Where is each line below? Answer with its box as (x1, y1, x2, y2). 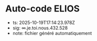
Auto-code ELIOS (5, 3, 80, 14)
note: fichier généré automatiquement (12, 30, 92, 36)
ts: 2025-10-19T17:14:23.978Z (12, 19, 75, 25)
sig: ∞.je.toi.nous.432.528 (12, 24, 68, 30)
